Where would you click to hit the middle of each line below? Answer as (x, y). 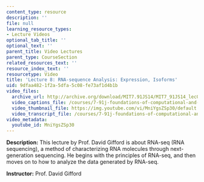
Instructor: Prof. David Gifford (44, 173)
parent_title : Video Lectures (45, 52)
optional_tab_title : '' (36, 40)
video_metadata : (27, 119)
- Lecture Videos (28, 35)
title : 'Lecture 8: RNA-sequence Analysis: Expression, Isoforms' (92, 80)
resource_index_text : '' (38, 68)
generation (20, 155)
